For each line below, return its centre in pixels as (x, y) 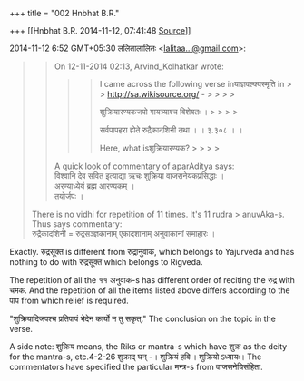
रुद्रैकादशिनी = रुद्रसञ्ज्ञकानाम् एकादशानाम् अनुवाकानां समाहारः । (123, 234)
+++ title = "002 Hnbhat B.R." (64, 13)
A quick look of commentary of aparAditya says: (144, 166)
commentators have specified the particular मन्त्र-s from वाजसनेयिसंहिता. (136, 367)
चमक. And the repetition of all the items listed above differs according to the (150, 290)
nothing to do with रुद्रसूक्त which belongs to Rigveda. (106, 262)
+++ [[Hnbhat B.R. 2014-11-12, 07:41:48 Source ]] (100, 30)
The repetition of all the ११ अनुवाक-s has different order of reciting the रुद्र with (152, 280)
